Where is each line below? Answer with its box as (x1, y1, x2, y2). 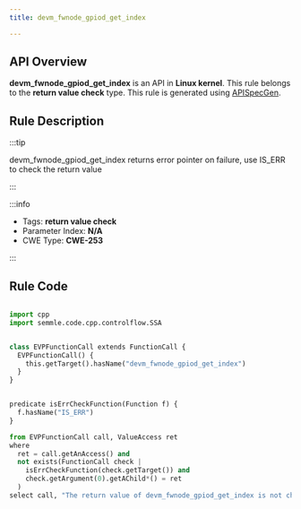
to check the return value (9, 164, 103, 175)
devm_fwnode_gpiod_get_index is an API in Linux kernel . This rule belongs (9, 78, 291, 89)
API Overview (9, 55, 88, 70)
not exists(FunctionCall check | (17, 458, 142, 467)
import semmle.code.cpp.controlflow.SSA (9, 318, 163, 327)
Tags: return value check (21, 216, 117, 227)
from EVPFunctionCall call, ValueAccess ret (9, 432, 178, 442)
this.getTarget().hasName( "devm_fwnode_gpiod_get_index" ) (25, 359, 246, 368)
